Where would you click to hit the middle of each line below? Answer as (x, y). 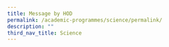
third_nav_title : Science (44, 33)
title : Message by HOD (40, 13)
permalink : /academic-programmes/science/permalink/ (85, 20)
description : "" (30, 26)
